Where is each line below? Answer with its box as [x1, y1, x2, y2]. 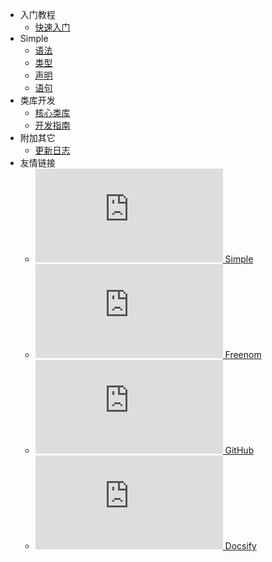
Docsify [224, 540, 257, 552]
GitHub [224, 444, 255, 456]
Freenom [224, 349, 262, 360]
